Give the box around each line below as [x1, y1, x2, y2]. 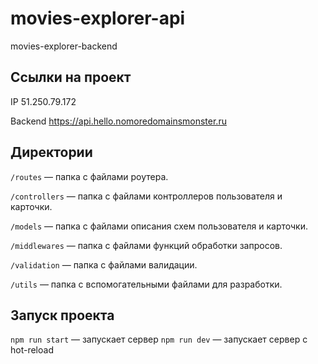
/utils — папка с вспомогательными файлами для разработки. [10, 278, 283, 290]
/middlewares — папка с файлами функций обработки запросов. [10, 239, 283, 251]
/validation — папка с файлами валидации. [10, 258, 198, 271]
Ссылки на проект [10, 69, 132, 86]
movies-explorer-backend [10, 40, 118, 52]
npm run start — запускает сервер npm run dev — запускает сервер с [10, 333, 308, 346]
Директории [10, 144, 93, 161]
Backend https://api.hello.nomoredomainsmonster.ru [10, 115, 227, 127]
